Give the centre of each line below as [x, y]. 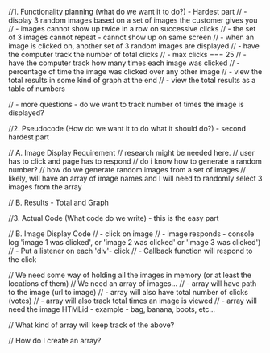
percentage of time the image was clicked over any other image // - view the [135, 71]
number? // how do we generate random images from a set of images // [127, 170]
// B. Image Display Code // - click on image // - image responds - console [131, 234]
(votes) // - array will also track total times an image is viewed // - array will [133, 301]
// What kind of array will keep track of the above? [91, 325]
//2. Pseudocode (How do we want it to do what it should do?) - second [127, 129]
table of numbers [37, 89]
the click [23, 260]
